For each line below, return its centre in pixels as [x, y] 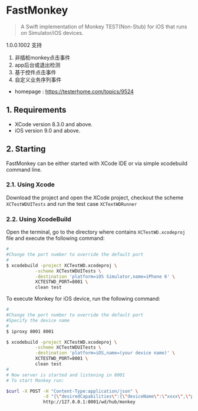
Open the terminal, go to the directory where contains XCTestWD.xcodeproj [96, 232]
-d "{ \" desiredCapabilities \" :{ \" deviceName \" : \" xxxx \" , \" [117, 397]
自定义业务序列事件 [38, 80]
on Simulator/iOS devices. [52, 32]
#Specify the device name [38, 320]
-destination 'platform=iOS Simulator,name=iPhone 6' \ [105, 277]
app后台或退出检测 [37, 65]
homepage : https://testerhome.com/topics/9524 [74, 91]
